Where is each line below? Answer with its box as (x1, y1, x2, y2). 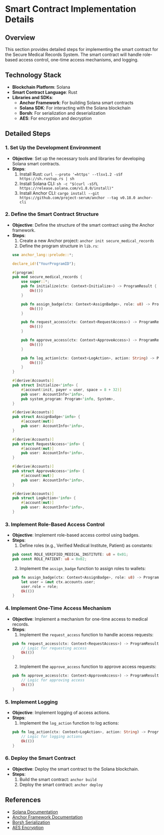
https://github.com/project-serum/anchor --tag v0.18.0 (19, 195, 136, 200)
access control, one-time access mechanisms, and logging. (19, 57, 139, 62)
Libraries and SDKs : (12, 94, 54, 100)
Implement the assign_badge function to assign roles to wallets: (19, 565, 146, 571)
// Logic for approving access (21, 678, 85, 683)
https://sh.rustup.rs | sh (19, 176, 75, 181)
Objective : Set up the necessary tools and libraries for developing (12, 156, 145, 161)
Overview (5, 33, 36, 42)
